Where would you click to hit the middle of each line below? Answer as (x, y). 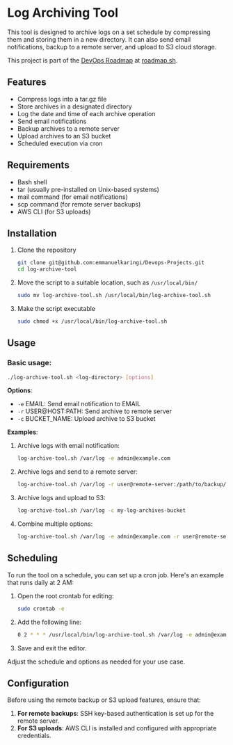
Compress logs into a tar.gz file (62, 99)
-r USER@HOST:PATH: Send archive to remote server (95, 411)
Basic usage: (30, 363)
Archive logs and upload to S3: (61, 498)
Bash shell (32, 182)
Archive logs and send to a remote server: (77, 472)
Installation (32, 233)
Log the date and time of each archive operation (86, 113)
